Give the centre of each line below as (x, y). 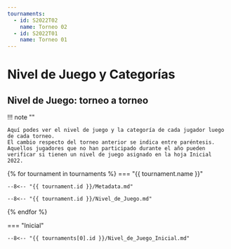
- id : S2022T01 (36, 33)
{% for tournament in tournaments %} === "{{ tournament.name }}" (105, 174)
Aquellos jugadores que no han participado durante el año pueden (106, 149)
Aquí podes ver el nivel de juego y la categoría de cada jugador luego (116, 130)
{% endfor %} (27, 212)
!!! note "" (21, 117)
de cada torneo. (31, 136)
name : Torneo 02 (44, 27)
